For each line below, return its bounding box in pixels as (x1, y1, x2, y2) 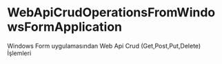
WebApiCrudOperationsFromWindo (7, 5, 216, 20)
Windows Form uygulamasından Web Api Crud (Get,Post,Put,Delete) (7, 42, 201, 50)
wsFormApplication (7, 19, 123, 35)
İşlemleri (7, 49, 32, 57)
